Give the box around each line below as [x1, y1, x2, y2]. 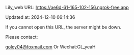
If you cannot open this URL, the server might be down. [5, 24, 121, 30]
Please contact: [5, 34, 38, 40]
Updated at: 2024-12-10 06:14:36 [5, 14, 75, 20]
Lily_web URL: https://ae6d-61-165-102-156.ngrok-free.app [5, 5, 129, 10]
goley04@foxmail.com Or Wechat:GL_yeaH [5, 44, 96, 50]
